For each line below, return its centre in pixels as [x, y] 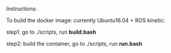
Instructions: [22, 9]
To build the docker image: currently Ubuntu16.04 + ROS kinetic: [86, 20]
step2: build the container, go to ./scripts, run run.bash [74, 44]
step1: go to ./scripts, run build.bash [51, 32]
